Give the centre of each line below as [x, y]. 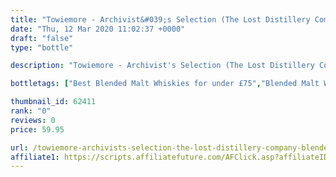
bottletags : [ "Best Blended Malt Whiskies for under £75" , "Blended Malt [165, 84]
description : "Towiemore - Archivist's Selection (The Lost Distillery [162, 66]
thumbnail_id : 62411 [53, 102]
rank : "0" [31, 111]
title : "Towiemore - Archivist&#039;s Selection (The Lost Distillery [160, 19]
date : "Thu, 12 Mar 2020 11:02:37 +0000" [98, 29]
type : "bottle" [42, 47]
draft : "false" [42, 38]
